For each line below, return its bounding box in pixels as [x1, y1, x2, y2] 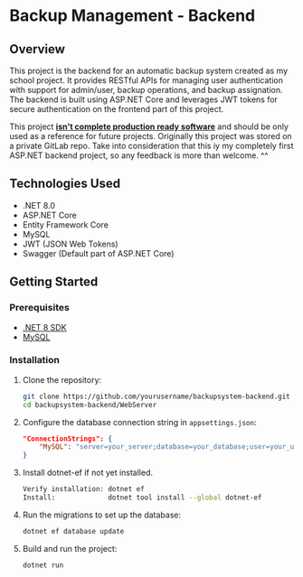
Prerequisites [9, 302, 70, 314]
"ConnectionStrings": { [22, 434, 113, 443]
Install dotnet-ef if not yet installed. [22, 467, 154, 479]
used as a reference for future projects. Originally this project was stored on [9, 131, 292, 141]
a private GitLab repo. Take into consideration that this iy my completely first [9, 141, 294, 151]
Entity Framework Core [22, 219, 109, 230]
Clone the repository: [22, 374, 102, 385]
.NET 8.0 [22, 200, 56, 210]
